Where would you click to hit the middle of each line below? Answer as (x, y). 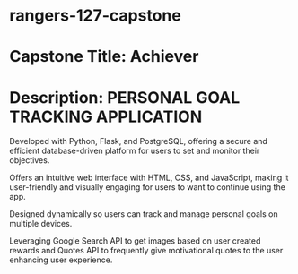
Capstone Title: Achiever (104, 57)
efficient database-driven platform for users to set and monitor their (135, 151)
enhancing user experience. (61, 260)
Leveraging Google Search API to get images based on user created (135, 241)
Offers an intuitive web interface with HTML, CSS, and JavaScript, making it (149, 178)
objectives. (30, 160)
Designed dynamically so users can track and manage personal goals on (144, 214)
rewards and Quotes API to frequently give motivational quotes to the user (146, 251)
